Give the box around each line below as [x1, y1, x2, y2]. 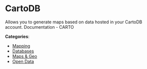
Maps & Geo [12, 53, 38, 59]
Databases [12, 48, 34, 54]
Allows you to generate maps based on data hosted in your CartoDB [5, 19, 143, 25]
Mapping [12, 43, 30, 49]
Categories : [5, 34, 30, 39]
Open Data [12, 58, 34, 64]
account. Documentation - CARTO [5, 24, 74, 30]
